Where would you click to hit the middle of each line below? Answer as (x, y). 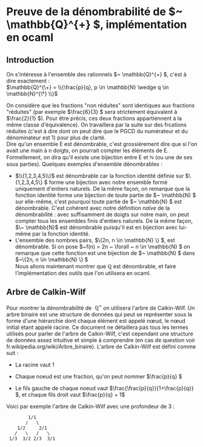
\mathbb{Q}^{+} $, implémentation (97, 25)
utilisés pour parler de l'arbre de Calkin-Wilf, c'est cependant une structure (100, 334)
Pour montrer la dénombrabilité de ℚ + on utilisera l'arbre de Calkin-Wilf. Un (101, 307)
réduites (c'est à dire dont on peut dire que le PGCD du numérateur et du (97, 131)
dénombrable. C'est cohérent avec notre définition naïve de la (92, 208)
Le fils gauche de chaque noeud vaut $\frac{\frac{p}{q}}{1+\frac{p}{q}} (104, 388)
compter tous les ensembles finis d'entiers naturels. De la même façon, (104, 221)
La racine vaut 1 (35, 365)
